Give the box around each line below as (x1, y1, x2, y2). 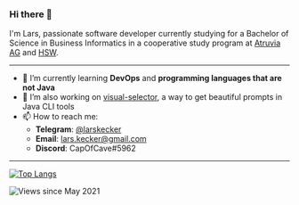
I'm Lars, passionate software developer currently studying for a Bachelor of (9, 29, 289, 39)
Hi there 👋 (9, 8, 53, 20)
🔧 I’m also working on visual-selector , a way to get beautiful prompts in (21, 92, 283, 102)
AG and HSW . (9, 47, 60, 58)
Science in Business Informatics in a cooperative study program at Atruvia (9, 37, 281, 48)
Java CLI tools (21, 102, 75, 112)
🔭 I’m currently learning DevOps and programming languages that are (21, 73, 282, 84)
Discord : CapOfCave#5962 (35, 143, 136, 154)
